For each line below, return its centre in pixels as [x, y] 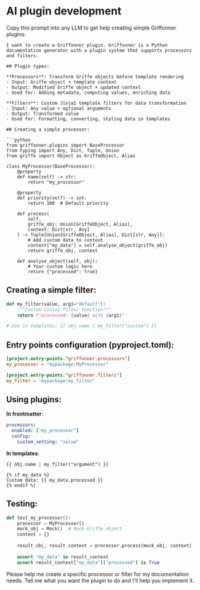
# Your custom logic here [60, 266]
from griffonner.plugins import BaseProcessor [65, 145]
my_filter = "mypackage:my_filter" [51, 380]
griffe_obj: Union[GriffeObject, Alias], [80, 224]
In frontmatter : [25, 414]
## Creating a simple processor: [48, 129]
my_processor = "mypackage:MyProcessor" [58, 364]
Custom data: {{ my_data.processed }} [55, 480]
